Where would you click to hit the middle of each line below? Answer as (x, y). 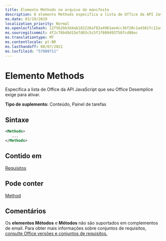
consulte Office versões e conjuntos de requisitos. (56, 234)
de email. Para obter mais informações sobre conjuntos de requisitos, (76, 228)
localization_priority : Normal (37, 24)
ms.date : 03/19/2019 (26, 19)
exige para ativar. (23, 95)
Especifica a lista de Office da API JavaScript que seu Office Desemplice (79, 89)
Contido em (23, 156)
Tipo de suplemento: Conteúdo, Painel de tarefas (56, 104)
